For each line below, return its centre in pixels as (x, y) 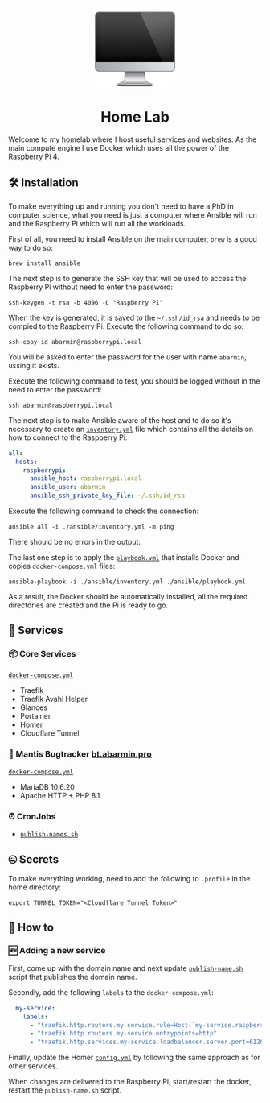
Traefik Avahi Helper (54, 699)
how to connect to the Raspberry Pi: (68, 437)
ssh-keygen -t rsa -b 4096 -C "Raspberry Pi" (86, 303)
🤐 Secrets (33, 859)
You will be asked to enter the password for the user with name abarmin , (127, 357)
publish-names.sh (49, 835)
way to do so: (31, 247)
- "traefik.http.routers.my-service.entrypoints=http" (123, 1034)
